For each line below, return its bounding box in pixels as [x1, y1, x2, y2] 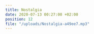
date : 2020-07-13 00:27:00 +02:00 [5, 12, 79, 17]
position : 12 [5, 16, 33, 21]
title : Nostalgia [5, 7, 42, 12]
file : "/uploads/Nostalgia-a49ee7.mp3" [5, 21, 90, 26]
